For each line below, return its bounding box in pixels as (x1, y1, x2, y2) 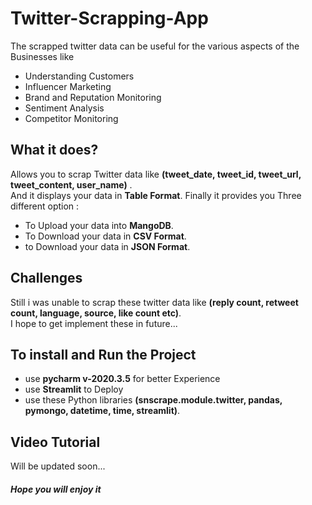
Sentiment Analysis (24, 102, 105, 114)
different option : (10, 200, 80, 212)
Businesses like (10, 50, 75, 62)
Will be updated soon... (10, 460, 106, 472)
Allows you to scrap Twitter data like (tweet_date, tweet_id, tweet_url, (10, 168, 302, 180)
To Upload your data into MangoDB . (24, 219, 174, 231)
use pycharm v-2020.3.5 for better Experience (24, 373, 221, 385)
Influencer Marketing (24, 80, 112, 92)
